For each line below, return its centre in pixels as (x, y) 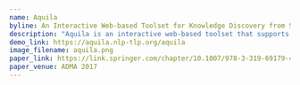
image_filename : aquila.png (62, 50)
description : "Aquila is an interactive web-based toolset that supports (150, 34)
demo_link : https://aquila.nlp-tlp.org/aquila (97, 42)
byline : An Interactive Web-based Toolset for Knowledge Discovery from (147, 26)
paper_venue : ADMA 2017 (54, 67)
